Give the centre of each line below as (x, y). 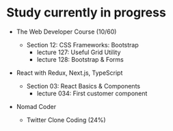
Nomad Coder (36, 106)
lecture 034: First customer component (92, 93)
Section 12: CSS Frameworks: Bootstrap (82, 45)
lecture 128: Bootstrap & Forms (80, 59)
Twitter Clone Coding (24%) (66, 120)
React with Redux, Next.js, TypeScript (69, 73)
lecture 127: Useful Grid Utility (79, 52)
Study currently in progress (86, 13)
